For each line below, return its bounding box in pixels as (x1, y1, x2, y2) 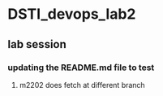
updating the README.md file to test (7, 62, 155, 73)
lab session (7, 37, 66, 51)
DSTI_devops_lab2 (7, 5, 136, 24)
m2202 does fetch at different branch (19, 80, 145, 89)
